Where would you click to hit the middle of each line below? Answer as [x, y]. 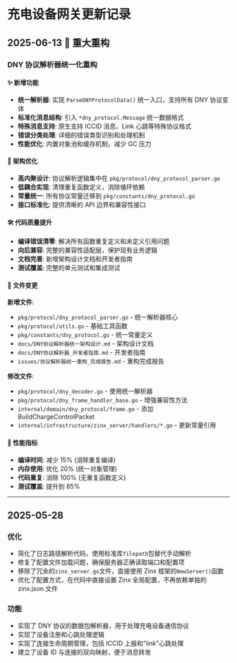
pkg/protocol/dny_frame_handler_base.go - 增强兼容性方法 [103, 400]
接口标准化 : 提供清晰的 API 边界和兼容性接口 [82, 205]
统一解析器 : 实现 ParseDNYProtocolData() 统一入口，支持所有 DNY [113, 99]
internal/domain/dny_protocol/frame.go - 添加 [85, 409]
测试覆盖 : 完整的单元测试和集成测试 [69, 268]
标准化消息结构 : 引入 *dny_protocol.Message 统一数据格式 [101, 117]
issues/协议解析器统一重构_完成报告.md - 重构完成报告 [91, 361]
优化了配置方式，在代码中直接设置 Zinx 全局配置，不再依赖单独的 [112, 580]
